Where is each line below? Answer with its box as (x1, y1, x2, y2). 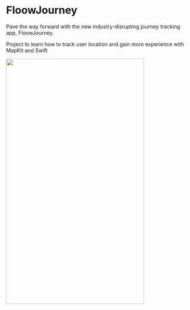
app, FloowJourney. (6, 29, 54, 36)
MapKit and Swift (6, 46, 48, 54)
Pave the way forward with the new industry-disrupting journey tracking (6, 23, 181, 30)
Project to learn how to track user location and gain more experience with (6, 41, 184, 48)
